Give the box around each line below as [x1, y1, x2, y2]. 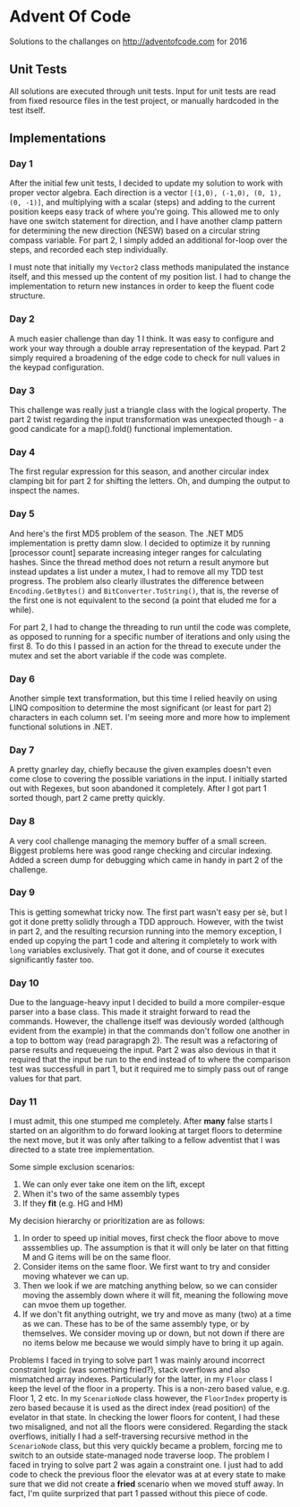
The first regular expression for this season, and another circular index [9, 466, 270, 477]
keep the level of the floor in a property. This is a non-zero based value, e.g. [9, 1383, 290, 1394]
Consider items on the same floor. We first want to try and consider [21, 1262, 270, 1272]
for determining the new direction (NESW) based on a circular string [9, 226, 261, 237]
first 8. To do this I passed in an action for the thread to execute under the [9, 641, 281, 651]
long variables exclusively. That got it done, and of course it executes [9, 944, 265, 955]
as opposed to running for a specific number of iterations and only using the [9, 631, 291, 642]
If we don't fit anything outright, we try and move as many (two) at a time [21, 1309, 292, 1320]
